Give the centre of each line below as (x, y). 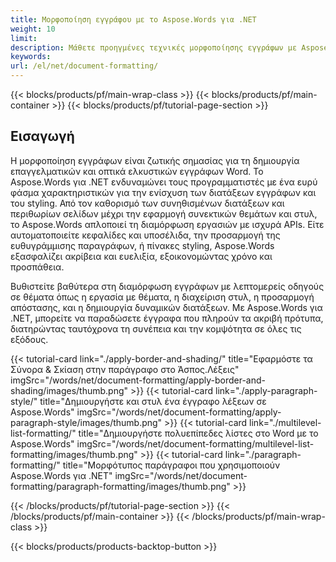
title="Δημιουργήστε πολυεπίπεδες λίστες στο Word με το (198, 433)
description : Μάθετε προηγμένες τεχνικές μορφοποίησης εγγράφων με (154, 47)
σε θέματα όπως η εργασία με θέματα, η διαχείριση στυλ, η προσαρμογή (162, 297)
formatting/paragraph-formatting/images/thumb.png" (120, 486)
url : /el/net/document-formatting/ (84, 66)
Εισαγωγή (42, 136)
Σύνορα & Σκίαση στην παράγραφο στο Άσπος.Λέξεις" (125, 369)
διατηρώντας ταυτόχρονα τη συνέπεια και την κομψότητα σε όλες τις (156, 328)
